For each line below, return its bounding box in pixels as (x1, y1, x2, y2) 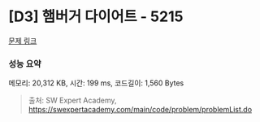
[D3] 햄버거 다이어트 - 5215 (8, 7, 184, 26)
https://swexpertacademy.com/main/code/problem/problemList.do (28, 105, 253, 115)
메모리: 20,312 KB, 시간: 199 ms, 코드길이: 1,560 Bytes (8, 78, 184, 88)
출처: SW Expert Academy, (28, 95, 117, 106)
